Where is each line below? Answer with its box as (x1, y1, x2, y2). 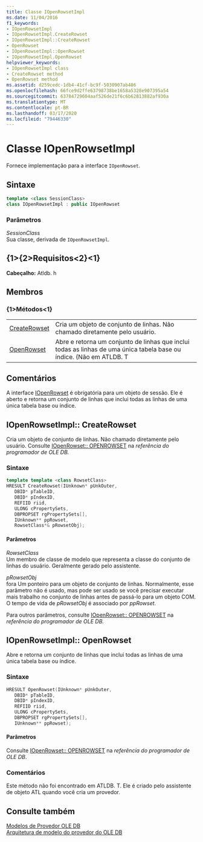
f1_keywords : (6, 20, 39, 26)
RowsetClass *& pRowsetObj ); (14, 522, 85, 529)
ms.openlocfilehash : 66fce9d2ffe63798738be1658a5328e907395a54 (6, 88, 169, 94)
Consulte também (6, 806, 76, 817)
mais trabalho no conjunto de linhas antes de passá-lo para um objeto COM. (6, 593, 196, 600)
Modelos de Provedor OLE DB (6, 822, 80, 830)
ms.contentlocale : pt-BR (6, 104, 69, 111)
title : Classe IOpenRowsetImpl (6, 8, 85, 15)
